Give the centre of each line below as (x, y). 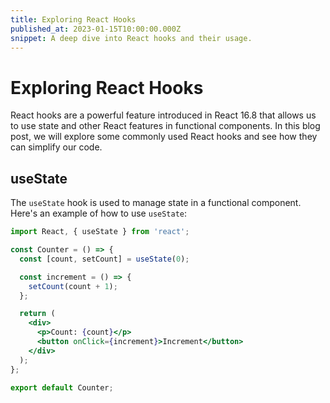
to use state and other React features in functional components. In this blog (165, 126)
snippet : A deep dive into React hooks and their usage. (131, 38)
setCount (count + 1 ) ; (73, 286)
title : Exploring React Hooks (73, 19)
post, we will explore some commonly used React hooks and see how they (164, 137)
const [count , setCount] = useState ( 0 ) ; (104, 259)
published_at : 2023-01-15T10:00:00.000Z (96, 29)
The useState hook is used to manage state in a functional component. (156, 203)
